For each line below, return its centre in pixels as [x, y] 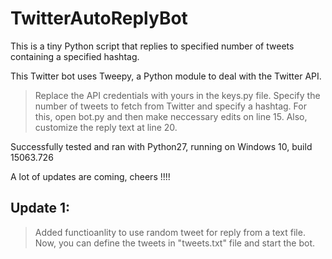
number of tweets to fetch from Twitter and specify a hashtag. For [170, 106]
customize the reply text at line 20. [106, 127]
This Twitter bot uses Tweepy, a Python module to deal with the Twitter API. [166, 76]
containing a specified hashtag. [75, 56]
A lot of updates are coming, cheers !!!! [90, 176]
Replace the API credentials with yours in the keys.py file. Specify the [177, 95]
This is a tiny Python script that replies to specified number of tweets [152, 46]
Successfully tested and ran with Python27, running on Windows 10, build [161, 146]
